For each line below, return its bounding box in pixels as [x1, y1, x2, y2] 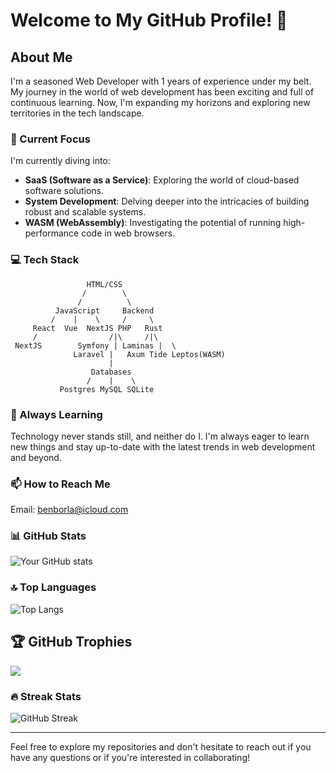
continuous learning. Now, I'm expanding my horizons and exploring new [10, 97, 311, 108]
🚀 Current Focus [10, 132, 91, 146]
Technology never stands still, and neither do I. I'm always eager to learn [10, 430, 310, 442]
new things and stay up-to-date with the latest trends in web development [10, 440, 316, 453]
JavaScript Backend [54, 305, 155, 316]
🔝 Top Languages [10, 580, 97, 594]
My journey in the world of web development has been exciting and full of [10, 86, 315, 98]
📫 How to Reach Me [10, 477, 111, 491]
